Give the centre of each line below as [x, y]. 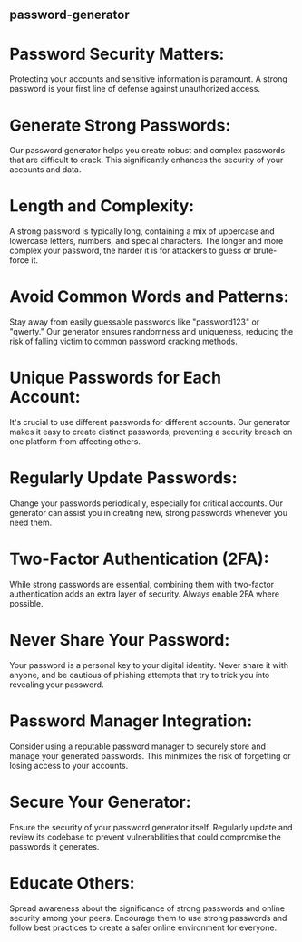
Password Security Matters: [117, 54]
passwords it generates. [54, 846]
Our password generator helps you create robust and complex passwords [147, 151]
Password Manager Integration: [131, 721]
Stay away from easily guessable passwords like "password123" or [135, 322]
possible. [26, 603]
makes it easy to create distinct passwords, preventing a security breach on [151, 432]
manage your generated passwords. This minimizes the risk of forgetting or [151, 755]
